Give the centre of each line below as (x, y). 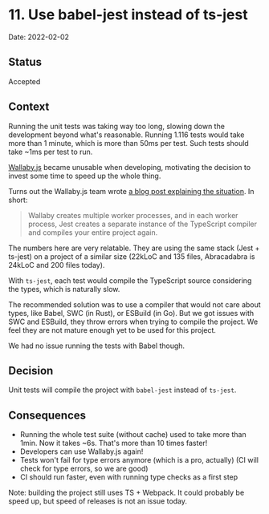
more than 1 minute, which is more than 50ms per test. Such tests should (128, 143)
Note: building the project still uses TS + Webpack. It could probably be (126, 493)
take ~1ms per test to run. (51, 152)
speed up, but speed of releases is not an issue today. (98, 501)
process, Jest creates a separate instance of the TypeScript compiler (142, 224)
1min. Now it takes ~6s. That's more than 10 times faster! (114, 443)
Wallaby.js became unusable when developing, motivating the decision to (130, 167)
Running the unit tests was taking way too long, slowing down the (116, 126)
